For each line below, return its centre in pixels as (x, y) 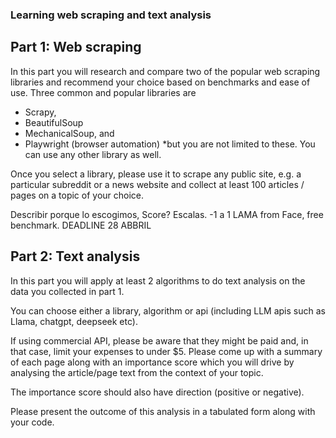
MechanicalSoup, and (69, 133)
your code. (32, 422)
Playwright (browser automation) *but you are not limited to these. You (170, 144)
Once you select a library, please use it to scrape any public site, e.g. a (156, 174)
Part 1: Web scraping (76, 47)
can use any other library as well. (93, 154)
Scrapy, (40, 112)
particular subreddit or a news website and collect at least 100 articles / (157, 184)
